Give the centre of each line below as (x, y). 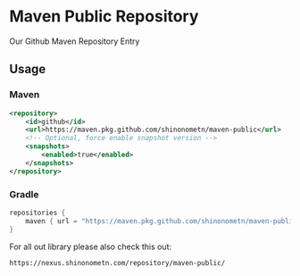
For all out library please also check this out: (91, 247)
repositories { (37, 213)
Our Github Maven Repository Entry (75, 41)
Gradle (24, 194)
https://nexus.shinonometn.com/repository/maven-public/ (117, 263)
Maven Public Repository (104, 17)
